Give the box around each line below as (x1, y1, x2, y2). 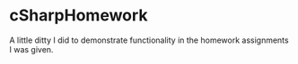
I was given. (9, 44, 54, 54)
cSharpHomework (9, 5, 148, 26)
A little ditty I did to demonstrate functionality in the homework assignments (9, 35, 289, 45)
